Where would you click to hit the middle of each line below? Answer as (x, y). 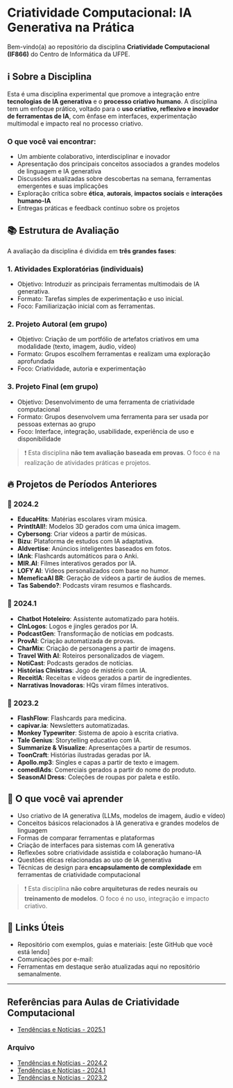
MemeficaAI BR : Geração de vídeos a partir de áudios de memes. (111, 578)
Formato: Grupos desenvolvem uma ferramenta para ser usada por (113, 416)
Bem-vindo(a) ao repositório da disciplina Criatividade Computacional (109, 46)
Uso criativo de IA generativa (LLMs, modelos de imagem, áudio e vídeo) (121, 815)
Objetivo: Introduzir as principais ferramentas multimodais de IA (108, 284)
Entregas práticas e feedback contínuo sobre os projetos (98, 208)
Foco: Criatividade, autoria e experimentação (81, 368)
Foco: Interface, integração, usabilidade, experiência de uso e (105, 431)
